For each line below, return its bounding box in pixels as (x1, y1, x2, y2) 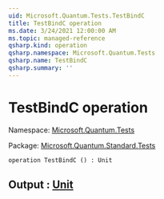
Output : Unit (8, 178, 74, 192)
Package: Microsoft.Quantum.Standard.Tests (8, 140, 156, 150)
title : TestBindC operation (8, 19, 102, 27)
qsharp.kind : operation (8, 42, 88, 50)
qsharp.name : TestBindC (8, 57, 88, 65)
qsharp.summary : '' (8, 64, 74, 72)
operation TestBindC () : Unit (8, 156, 113, 164)
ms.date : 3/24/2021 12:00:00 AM (8, 26, 116, 35)
